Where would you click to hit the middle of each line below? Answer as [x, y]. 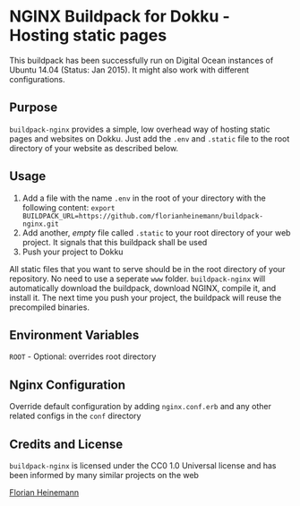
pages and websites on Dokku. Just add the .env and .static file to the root [150, 138]
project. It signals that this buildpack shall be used [115, 242]
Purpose [34, 108]
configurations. [37, 79]
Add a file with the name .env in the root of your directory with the [144, 198]
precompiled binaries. [49, 307]
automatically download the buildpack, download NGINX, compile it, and [143, 287]
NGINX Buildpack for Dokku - [120, 17]
